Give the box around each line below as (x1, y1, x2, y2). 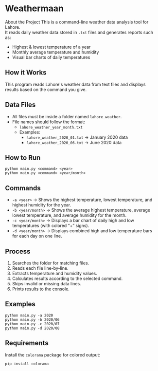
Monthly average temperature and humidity (12, 49, 99, 55)
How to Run (5, 153, 41, 162)
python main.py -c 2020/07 (5, 321, 60, 326)
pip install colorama (5, 361, 49, 366)
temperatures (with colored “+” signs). (12, 223, 89, 229)
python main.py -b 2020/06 (5, 317, 60, 322)
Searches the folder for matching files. (12, 260, 89, 266)
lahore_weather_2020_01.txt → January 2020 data (26, 134, 128, 140)
